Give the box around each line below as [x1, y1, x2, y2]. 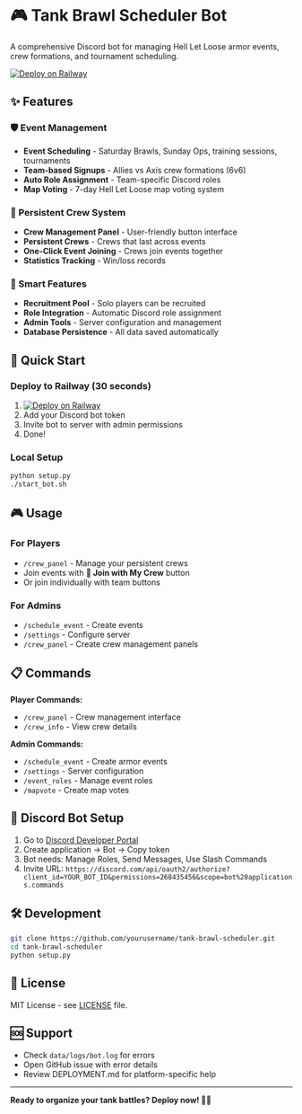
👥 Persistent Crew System [10, 206, 126, 218]
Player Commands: [10, 694, 83, 704]
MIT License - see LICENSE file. [10, 999, 128, 1010]
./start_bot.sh [10, 480, 67, 489]
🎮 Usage [10, 506, 63, 521]
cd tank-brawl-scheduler [10, 942, 103, 951]
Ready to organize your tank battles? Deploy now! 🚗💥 [10, 1094, 211, 1105]
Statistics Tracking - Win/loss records [22, 255, 167, 266]
